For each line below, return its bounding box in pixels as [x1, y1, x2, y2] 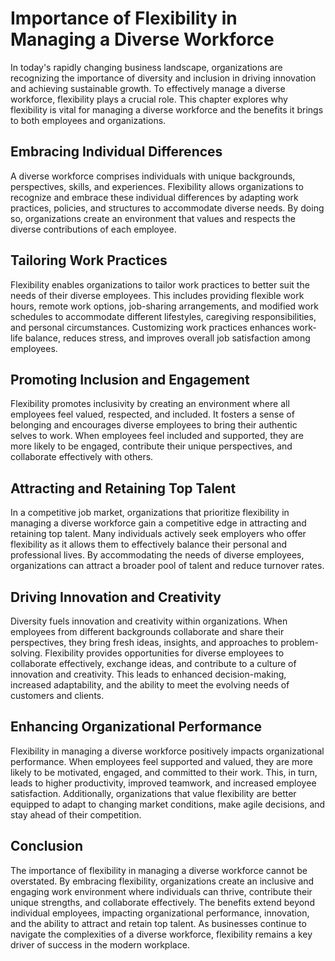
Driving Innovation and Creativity [10, 588, 222, 606]
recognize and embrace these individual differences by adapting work [10, 191, 299, 203]
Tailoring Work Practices [10, 252, 168, 269]
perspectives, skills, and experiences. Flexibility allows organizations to [10, 180, 304, 192]
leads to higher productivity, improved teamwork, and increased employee [10, 777, 317, 789]
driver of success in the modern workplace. [10, 938, 190, 951]
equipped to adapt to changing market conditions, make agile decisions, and [10, 798, 326, 810]
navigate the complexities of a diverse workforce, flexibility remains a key [10, 928, 313, 940]
